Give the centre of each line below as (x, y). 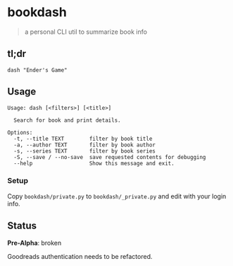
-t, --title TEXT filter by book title (83, 139)
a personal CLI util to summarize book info (86, 32)
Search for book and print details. (67, 120)
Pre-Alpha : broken (34, 243)
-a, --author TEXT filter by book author (85, 145)
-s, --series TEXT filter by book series (85, 151)
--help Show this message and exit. (94, 163)
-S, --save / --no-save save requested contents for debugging (110, 157)
